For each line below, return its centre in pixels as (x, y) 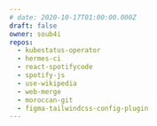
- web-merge (39, 91)
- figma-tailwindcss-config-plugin (83, 108)
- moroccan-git (45, 100)
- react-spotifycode (55, 67)
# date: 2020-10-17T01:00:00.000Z (73, 17)
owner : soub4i (35, 34)
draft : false (33, 26)
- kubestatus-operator (59, 51)
